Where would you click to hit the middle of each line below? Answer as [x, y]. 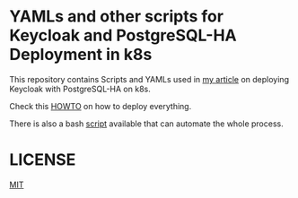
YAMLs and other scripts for [117, 17]
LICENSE [43, 160]
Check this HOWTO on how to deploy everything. [101, 106]
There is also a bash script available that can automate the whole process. [147, 124]
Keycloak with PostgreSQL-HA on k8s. [80, 89]
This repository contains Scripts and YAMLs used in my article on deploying [149, 79]
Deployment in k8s [81, 55]
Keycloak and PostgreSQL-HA [123, 35]
